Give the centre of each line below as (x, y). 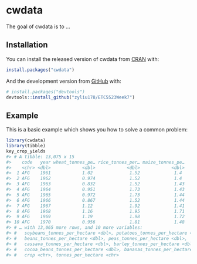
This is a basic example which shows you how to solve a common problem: (97, 130)
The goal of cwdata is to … (38, 26)
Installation (27, 45)
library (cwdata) (26, 141)
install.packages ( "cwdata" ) (40, 70)
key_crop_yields (26, 151)
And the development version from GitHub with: (64, 81)
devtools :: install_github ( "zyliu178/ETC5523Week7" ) (70, 97)
